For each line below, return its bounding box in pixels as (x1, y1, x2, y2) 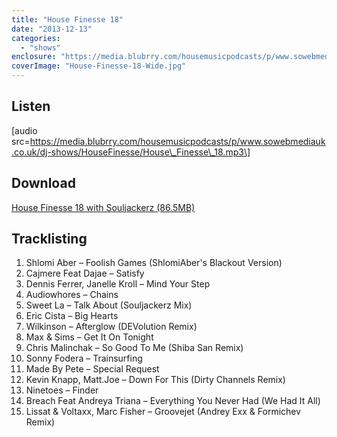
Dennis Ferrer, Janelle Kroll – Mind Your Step (25, 278, 211, 290)
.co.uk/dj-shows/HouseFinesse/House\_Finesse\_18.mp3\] (11, 146, 251, 158)
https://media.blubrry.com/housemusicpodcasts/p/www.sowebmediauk (29, 135, 326, 147)
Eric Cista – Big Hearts (25, 310, 119, 322)
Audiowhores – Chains (25, 289, 119, 301)
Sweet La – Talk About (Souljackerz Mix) (25, 299, 193, 311)
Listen (11, 98, 51, 115)
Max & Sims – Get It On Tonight (25, 331, 154, 343)
